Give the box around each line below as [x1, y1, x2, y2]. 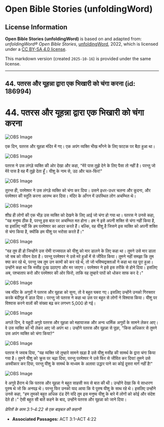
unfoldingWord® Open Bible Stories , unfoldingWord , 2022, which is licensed [5, 41, 159, 47]
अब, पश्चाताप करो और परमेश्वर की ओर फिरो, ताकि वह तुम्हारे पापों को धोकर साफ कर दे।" [5, 270, 143, 276]
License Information [5, 23, 67, 31]
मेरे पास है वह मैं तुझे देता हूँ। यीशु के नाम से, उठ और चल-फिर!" [5, 168, 102, 174]
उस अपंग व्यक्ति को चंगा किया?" [5, 331, 55, 337]
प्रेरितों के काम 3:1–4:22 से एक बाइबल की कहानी [5, 406, 82, 412]
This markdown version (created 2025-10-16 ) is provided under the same [5, 56, 151, 62]
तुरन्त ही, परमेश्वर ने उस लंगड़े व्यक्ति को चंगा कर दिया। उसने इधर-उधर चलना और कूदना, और [5, 187, 151, 194]
